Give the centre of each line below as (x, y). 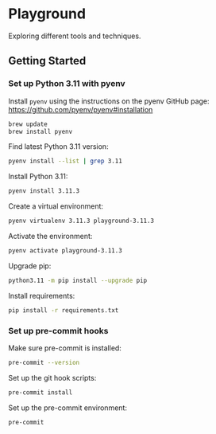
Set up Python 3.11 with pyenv (67, 84)
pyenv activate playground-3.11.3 (66, 251)
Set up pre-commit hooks (58, 330)
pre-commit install (40, 392)
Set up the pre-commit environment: (67, 408)
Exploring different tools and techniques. (75, 36)
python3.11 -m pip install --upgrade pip (78, 280)
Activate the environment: (50, 236)
